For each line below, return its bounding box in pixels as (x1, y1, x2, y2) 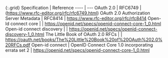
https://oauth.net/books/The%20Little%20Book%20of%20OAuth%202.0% (5, 36, 163, 42)
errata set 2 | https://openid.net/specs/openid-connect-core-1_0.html (5, 47, 150, 53)
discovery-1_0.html (5, 31, 45, 37)
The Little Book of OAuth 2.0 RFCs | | (45, 31, 122, 37)
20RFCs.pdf (5, 42, 30, 47)
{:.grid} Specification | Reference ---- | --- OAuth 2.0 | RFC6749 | (5, 5, 142, 10)
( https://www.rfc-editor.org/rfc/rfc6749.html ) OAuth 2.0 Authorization (5, 10, 150, 16)
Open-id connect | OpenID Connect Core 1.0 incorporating (31, 42, 153, 47)
